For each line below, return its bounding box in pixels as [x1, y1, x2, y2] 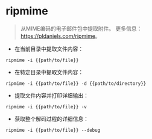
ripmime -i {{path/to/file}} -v [5, 103, 87, 110]
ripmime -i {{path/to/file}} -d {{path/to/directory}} [5, 80, 147, 87]
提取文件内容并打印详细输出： [14, 91, 89, 99]
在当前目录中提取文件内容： [14, 45, 84, 52]
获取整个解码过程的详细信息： [14, 115, 89, 122]
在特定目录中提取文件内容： [14, 68, 84, 76]
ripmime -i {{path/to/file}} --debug [5, 127, 101, 133]
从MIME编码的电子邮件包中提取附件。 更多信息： [20, 25, 142, 32]
